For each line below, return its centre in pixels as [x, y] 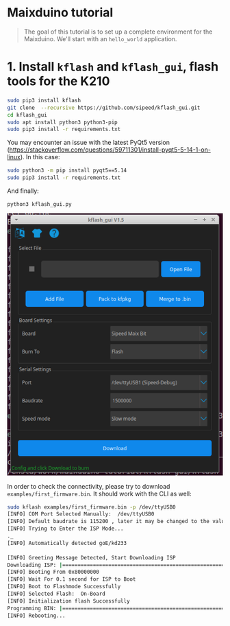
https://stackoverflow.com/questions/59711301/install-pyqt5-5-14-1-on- [110, 150]
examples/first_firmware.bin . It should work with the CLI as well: [99, 494]
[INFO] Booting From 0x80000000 [53, 572]
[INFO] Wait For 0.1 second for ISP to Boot [72, 579]
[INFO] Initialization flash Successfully [68, 601]
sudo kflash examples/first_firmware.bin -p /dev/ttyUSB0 [91, 507]
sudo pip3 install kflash [44, 100]
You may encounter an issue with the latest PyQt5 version [88, 143]
